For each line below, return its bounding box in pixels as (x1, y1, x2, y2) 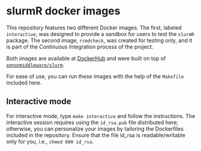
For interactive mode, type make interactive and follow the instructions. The (6, 112, 196, 119)
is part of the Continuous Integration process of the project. (6, 43, 154, 50)
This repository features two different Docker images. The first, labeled (6, 24, 182, 31)
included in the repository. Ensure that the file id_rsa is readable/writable (6, 131, 186, 138)
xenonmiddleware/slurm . (6, 61, 65, 68)
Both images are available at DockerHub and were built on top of (6, 55, 166, 62)
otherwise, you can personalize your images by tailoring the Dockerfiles (6, 125, 184, 132)
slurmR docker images (6, 4, 121, 18)
